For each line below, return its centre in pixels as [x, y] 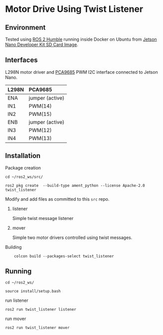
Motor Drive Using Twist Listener [74, 9]
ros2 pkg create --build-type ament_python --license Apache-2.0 [75, 185]
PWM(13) [40, 138]
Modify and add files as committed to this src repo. [57, 199]
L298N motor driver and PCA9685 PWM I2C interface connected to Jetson [81, 72]
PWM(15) [40, 114]
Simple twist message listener [43, 218]
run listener [17, 300]
